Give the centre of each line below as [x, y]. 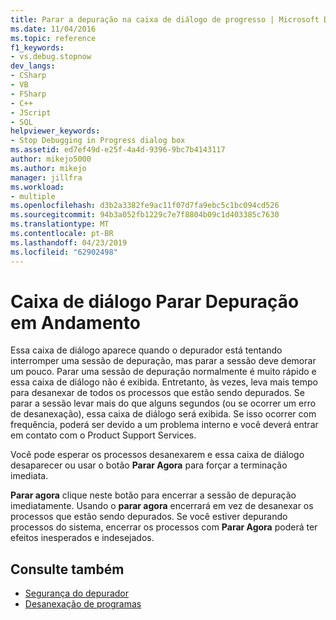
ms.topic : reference [53, 38]
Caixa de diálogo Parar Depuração [155, 301]
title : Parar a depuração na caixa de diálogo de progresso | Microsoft [165, 19]
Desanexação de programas [83, 604]
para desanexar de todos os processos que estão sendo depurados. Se [157, 393]
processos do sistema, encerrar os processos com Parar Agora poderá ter [164, 527]
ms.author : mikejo [48, 168]
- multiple [33, 196]
